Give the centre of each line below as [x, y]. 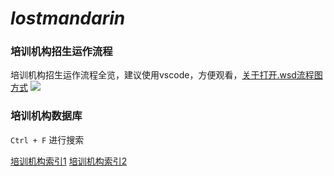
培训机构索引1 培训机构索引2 [69, 161]
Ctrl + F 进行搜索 [47, 139]
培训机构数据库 [46, 116]
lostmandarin [68, 18]
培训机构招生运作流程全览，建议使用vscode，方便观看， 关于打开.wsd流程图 [166, 75]
